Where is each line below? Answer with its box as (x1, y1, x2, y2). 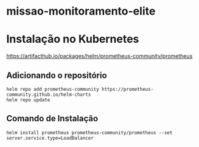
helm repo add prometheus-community (6, 86, 99, 92)
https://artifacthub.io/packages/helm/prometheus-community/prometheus (6, 52, 193, 60)
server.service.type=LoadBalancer (6, 135, 94, 141)
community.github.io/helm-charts (6, 91, 91, 98)
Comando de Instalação (6, 113, 99, 124)
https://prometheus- (101, 86, 154, 92)
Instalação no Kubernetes (6, 32, 139, 46)
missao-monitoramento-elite (6, 4, 156, 18)
